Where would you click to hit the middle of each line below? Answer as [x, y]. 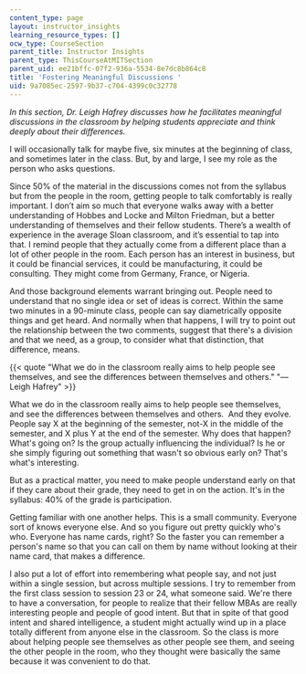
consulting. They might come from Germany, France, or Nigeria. [130, 273]
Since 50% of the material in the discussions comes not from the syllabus [148, 186]
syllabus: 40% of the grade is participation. [90, 500]
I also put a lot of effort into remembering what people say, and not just [143, 574]
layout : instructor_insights [65, 26]
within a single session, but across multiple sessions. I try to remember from [153, 583]
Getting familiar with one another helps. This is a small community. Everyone [153, 517]
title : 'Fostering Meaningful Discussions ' [95, 78]
